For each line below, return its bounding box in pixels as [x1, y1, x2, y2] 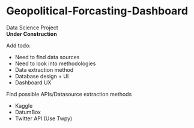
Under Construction [6, 30, 57, 37]
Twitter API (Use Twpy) [14, 115, 73, 122]
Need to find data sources [14, 53, 80, 60]
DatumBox [14, 108, 41, 115]
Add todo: [6, 42, 31, 49]
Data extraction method [14, 66, 74, 73]
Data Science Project [6, 24, 58, 31]
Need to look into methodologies [14, 60, 96, 67]
